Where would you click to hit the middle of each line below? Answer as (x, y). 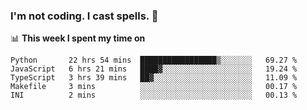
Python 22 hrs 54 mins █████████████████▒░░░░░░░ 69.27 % (154, 60)
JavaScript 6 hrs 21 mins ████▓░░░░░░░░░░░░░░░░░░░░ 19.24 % (154, 69)
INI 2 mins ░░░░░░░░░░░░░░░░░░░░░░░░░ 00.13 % (154, 95)
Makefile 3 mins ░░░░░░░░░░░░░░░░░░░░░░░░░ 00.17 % (154, 87)
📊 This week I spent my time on (78, 38)
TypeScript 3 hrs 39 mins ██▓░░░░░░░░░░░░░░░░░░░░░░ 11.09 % (154, 78)
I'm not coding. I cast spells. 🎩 (84, 16)
